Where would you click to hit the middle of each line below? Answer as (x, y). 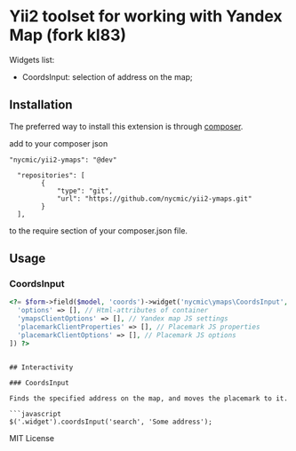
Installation (41, 105)
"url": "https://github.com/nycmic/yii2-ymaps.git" (154, 198)
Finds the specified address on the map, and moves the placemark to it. (149, 398)
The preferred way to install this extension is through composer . (126, 126)
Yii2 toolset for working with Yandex (146, 16)
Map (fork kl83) (68, 35)
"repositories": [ (52, 175)
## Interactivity (41, 367)
